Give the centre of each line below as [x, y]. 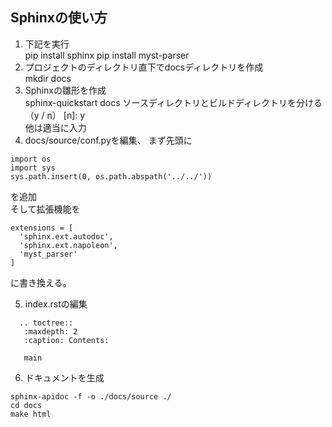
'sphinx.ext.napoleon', [68, 245]
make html [31, 414]
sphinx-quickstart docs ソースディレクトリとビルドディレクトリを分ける [173, 102]
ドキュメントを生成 [64, 377]
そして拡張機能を [45, 209]
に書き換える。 [41, 282]
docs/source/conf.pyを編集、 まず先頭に [108, 140]
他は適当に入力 [55, 127]
